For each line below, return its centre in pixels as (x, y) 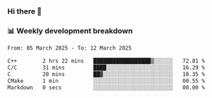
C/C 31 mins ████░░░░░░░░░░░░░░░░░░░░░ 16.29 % (106, 67)
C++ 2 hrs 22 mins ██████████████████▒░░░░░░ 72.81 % (106, 61)
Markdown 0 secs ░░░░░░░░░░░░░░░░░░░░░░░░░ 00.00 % (106, 87)
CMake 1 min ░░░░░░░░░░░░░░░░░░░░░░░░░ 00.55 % (106, 81)
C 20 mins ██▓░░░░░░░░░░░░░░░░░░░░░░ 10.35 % (106, 74)
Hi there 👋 (25, 11)
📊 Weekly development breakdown (70, 31)
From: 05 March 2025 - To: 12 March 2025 (70, 48)
